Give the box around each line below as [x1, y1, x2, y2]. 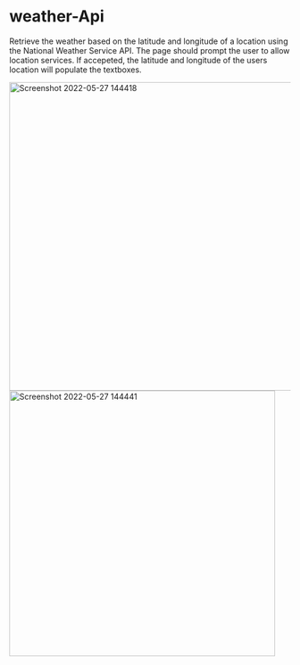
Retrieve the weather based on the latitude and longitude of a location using [9, 36, 288, 46]
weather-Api [9, 6, 104, 27]
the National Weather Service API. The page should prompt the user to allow [9, 45, 290, 55]
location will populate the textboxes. [9, 64, 142, 75]
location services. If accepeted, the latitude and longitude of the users [9, 54, 268, 65]
